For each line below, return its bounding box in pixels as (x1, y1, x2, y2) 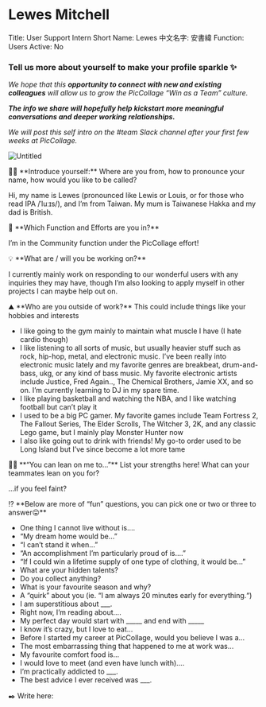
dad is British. (8, 208, 53, 217)
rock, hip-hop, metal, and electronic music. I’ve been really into (19, 352, 227, 361)
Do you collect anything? (19, 574, 102, 584)
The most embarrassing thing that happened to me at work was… (19, 642, 234, 651)
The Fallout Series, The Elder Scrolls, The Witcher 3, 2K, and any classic (19, 419, 256, 429)
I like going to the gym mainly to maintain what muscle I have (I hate (19, 326, 242, 336)
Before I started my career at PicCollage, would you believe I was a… (19, 633, 245, 643)
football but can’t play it (19, 402, 98, 412)
